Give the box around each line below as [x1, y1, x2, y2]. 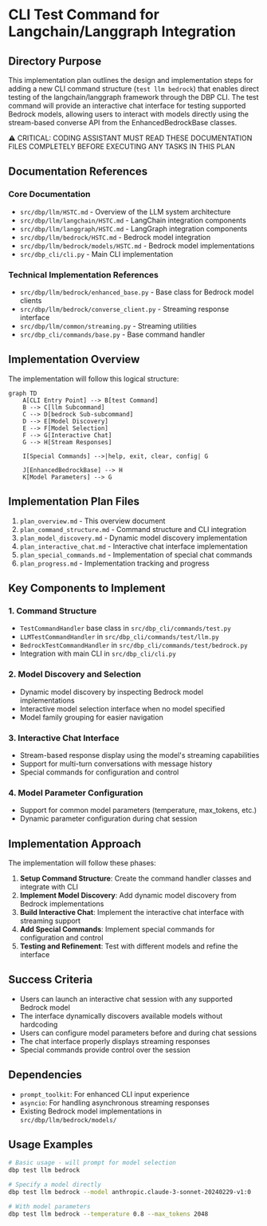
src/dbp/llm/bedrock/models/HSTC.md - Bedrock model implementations [19, 241, 255, 250]
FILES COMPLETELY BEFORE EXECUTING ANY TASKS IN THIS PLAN [8, 142, 235, 151]
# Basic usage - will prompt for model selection [8, 1159, 177, 1167]
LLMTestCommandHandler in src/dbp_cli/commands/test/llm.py [19, 632, 219, 641]
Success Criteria [8, 973, 93, 987]
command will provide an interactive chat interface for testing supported [8, 101, 246, 110]
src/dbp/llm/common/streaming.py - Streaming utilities [19, 321, 197, 330]
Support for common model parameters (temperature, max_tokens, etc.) [19, 806, 257, 815]
